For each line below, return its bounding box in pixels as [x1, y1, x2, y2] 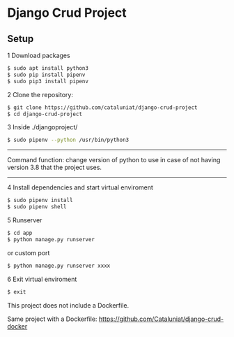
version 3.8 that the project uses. [7, 163, 102, 172]
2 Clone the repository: [7, 90, 73, 99]
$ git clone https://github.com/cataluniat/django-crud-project [7, 103, 198, 111]
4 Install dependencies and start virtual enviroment [7, 183, 153, 192]
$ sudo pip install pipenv [7, 71, 86, 78]
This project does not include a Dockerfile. [7, 301, 130, 309]
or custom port [7, 248, 50, 257]
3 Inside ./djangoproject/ [7, 123, 78, 131]
